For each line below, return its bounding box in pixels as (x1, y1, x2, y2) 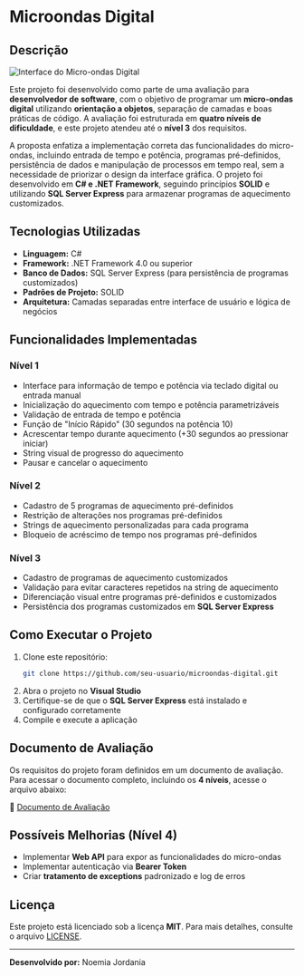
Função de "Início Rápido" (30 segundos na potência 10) (22, 419, 233, 430)
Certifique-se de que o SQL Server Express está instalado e (22, 695, 247, 706)
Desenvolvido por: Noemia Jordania (9, 957, 147, 968)
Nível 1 (9, 360, 39, 372)
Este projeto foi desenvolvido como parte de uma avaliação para (9, 84, 250, 94)
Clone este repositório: (22, 651, 109, 662)
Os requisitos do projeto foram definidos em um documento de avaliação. (9, 764, 284, 776)
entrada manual (22, 390, 81, 401)
